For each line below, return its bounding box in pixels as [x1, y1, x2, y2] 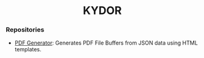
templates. [14, 46, 42, 53]
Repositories [6, 26, 45, 34]
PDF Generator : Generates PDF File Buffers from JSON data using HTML [14, 39, 198, 46]
